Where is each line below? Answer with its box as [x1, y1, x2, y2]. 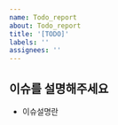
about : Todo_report [9, 21, 82, 30]
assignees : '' [9, 46, 62, 55]
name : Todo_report [9, 12, 77, 22]
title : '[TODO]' [9, 29, 69, 38]
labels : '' [9, 37, 50, 47]
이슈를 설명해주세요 [9, 81, 109, 96]
